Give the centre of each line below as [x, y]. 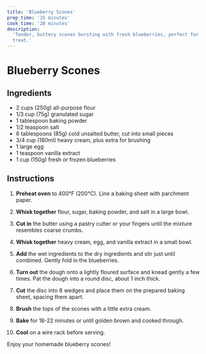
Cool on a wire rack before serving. [61, 332]
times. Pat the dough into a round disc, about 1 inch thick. [88, 278]
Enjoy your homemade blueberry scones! [59, 344]
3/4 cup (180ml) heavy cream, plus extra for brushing [83, 140]
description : [24, 29]
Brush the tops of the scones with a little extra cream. [83, 308]
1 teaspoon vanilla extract [48, 153]
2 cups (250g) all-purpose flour [56, 108]
